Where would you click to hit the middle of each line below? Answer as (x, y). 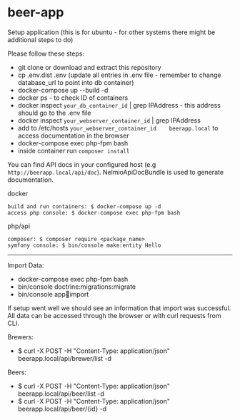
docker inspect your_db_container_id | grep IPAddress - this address (119, 105)
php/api (19, 226)
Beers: (17, 372)
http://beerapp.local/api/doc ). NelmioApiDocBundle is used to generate (115, 172)
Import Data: (26, 265)
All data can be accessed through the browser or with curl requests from (114, 315)
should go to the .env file (54, 113)
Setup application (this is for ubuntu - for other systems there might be (111, 32)
